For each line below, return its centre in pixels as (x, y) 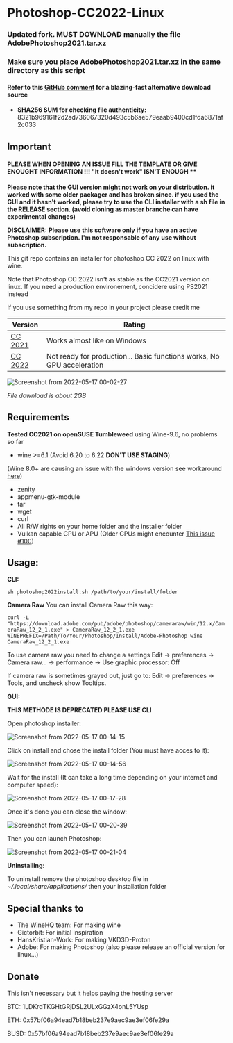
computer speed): (33, 785)
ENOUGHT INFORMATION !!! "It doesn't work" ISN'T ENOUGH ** (102, 172)
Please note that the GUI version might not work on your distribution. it (111, 187)
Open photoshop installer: (44, 723)
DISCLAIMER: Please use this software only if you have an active (102, 230)
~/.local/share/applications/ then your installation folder (87, 887)
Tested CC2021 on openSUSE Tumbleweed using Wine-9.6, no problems (112, 434)
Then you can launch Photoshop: (54, 839)
